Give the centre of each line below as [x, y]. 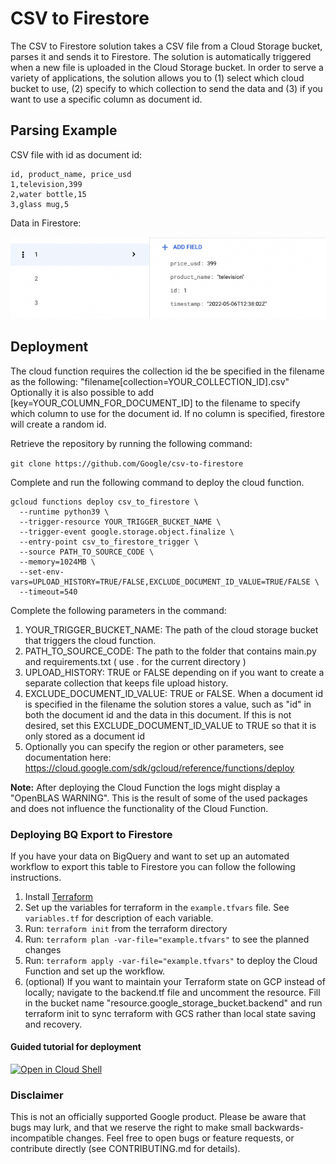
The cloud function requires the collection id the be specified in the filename [167, 371]
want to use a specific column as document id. [106, 99]
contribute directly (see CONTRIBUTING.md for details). [125, 1149]
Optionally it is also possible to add [82, 392]
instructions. [36, 877]
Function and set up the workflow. [95, 971]
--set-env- [42, 572]
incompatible [37, 1138]
